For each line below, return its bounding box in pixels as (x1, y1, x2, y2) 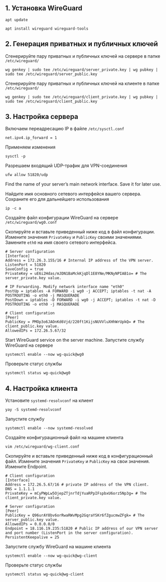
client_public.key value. (5, 324, 59, 329)
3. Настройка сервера (5, 112, 79, 121)
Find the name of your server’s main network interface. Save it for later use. (5, 181, 161, 187)
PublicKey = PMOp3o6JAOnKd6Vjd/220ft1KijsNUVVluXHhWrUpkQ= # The (5, 320, 144, 325)
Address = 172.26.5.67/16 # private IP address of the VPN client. (5, 482, 149, 487)
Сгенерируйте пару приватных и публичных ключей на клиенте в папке (5, 80, 159, 86)
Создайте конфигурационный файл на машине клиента (5, 434, 124, 441)
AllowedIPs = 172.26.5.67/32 (5, 328, 66, 333)
